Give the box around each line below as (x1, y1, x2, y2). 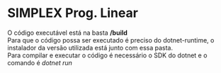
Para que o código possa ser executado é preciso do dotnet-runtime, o (7, 35, 215, 44)
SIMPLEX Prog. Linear (7, 5, 138, 21)
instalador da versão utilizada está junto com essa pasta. (7, 43, 174, 52)
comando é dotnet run (7, 58, 73, 67)
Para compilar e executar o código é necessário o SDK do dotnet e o (7, 51, 208, 60)
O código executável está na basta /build (7, 28, 127, 37)
